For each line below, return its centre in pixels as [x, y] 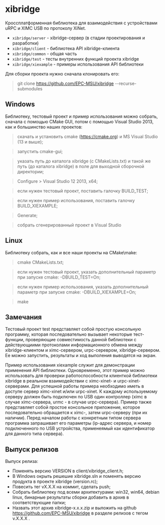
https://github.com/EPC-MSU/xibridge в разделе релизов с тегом [80, 513]
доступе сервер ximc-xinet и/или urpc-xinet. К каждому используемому [81, 391]
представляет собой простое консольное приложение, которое [73, 407]
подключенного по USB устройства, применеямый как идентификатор [80, 429]
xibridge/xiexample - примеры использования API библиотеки [78, 64]
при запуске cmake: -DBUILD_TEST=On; [59, 277]
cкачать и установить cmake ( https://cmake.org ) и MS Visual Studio [87, 136]
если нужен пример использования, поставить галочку [76, 200]
